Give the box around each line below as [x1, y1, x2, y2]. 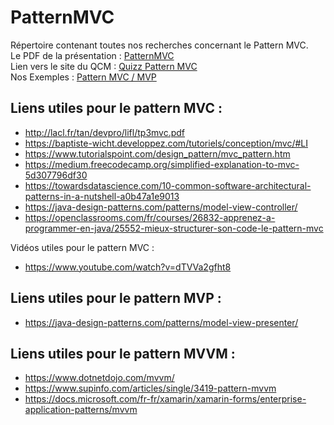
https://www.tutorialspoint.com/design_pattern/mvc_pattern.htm [24, 147, 291, 160]
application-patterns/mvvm [24, 404, 138, 416]
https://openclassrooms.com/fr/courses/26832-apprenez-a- [24, 211, 276, 223]
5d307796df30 [24, 169, 88, 181]
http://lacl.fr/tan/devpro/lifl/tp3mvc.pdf [24, 126, 186, 138]
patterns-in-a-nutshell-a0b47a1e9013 [24, 190, 180, 202]
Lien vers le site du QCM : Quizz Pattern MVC [10, 60, 198, 72]
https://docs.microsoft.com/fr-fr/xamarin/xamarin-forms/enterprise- [24, 393, 307, 405]
